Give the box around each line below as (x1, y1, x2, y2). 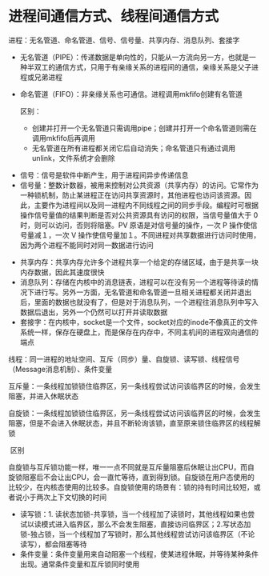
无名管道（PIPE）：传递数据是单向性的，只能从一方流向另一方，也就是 (19, 52, 250, 62)
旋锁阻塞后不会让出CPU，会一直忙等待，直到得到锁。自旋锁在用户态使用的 (8, 472, 255, 482)
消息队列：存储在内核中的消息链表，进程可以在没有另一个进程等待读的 (19, 277, 252, 286)
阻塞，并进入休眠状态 (8, 391, 78, 401)
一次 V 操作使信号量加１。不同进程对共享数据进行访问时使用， (54, 230, 261, 240)
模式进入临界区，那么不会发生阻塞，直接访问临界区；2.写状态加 (41, 519, 251, 529)
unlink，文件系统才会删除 (31, 153, 115, 162)
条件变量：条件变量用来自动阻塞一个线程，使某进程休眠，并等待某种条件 (19, 549, 259, 558)
